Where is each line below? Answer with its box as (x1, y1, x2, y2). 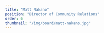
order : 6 (5, 16, 23, 21)
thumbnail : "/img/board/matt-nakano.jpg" (5, 20, 91, 26)
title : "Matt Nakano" (5, 7, 50, 12)
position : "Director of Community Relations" (5, 12, 100, 16)
